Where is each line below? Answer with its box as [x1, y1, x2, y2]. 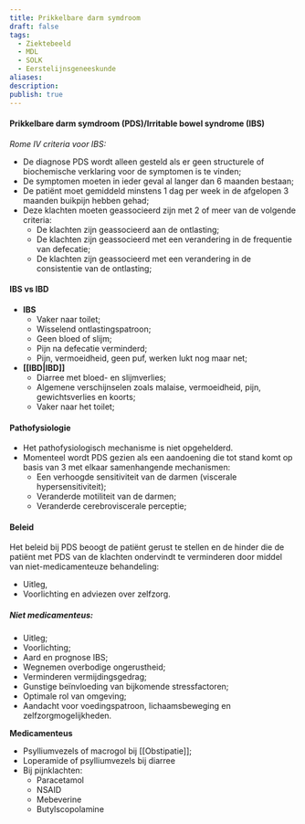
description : [9, 81, 59, 90]
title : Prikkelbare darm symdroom [9, 13, 142, 23]
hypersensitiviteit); [36, 481, 107, 492]
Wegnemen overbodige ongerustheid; [22, 661, 166, 672]
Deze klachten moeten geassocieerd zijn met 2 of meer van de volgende [22, 205, 297, 216]
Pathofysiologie [9, 422, 71, 433]
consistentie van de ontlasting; [36, 262, 152, 274]
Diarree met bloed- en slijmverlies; [36, 372, 166, 383]
